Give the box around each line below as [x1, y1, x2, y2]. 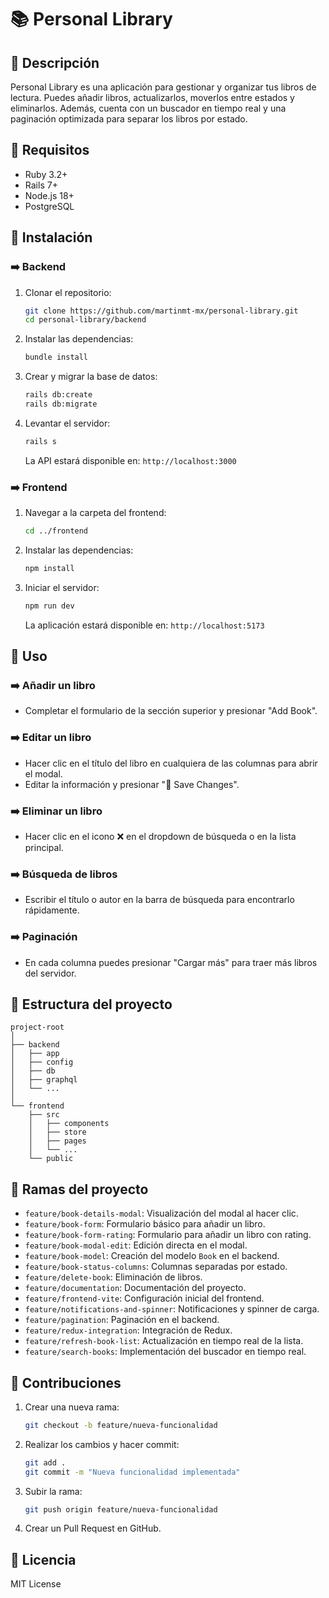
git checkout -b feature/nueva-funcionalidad [24, 1420, 218, 1430]
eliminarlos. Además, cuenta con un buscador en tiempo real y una [10, 102, 287, 114]
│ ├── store [28, 1127, 87, 1138]
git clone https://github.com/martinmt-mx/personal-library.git [24, 306, 299, 316]
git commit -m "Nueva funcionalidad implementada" [24, 1467, 241, 1477]
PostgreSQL [24, 200, 75, 212]
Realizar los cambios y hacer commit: [24, 1438, 180, 1450]
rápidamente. [24, 904, 80, 916]
